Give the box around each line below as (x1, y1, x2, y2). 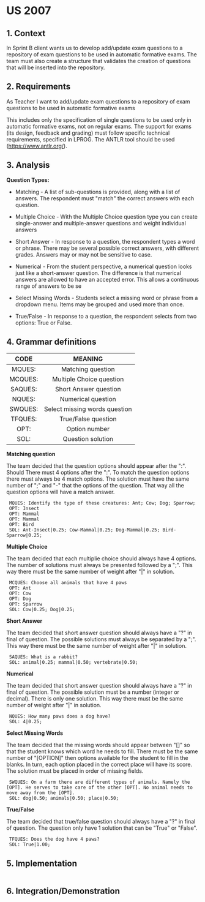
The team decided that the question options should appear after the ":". (6, 462, 187, 470)
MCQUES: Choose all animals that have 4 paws (9, 580, 127, 586)
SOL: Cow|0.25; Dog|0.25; (9, 607, 75, 613)
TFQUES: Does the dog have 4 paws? (9, 836, 100, 843)
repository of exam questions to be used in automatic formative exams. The (6, 51, 197, 58)
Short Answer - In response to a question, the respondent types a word (15, 238, 195, 245)
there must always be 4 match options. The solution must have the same (6, 475, 190, 483)
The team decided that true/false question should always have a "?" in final (6, 818, 196, 825)
